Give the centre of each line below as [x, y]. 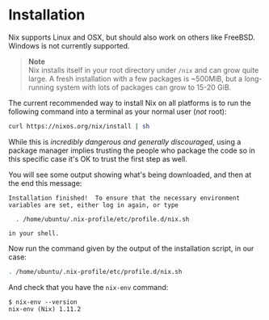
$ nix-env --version [43, 302]
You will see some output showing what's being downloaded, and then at [130, 175]
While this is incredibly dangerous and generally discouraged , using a [125, 141]
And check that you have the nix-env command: [88, 287]
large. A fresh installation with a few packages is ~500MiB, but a [135, 78]
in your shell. [34, 233]
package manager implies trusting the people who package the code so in [132, 150]
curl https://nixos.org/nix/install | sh [79, 126]
